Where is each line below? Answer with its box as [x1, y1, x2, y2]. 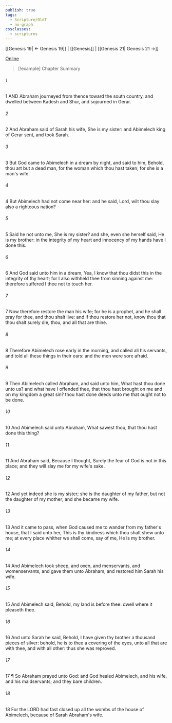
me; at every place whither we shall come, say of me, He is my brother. [5, 535, 156, 541]
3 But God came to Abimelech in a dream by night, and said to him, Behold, [5, 159, 164, 166]
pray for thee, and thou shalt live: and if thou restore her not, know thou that [5, 314, 166, 320]
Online [5, 56, 20, 62]
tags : [5, 12, 17, 17]
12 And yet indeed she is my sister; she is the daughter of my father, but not [5, 491, 165, 497]
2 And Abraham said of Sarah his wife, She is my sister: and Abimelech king [5, 126, 166, 133]
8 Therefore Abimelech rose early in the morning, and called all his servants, [5, 347, 167, 353]
